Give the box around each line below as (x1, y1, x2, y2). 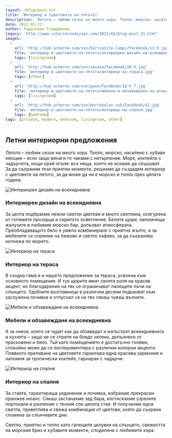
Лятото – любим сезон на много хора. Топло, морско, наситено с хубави (5, 149, 165, 156)
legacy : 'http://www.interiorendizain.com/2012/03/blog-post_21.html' (5, 31, 159, 36)
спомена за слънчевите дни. (5, 411, 68, 418)
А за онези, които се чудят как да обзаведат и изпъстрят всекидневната (5, 328, 165, 335)
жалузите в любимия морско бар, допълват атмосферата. (5, 222, 133, 228)
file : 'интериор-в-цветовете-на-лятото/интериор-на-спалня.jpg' (14, 107, 155, 113)
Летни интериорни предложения (5, 136, 117, 145)
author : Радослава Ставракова (5, 27, 70, 32)
